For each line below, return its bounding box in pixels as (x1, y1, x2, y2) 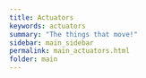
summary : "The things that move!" (9, 30, 139, 39)
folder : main (9, 55, 58, 64)
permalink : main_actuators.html (9, 47, 130, 56)
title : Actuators (9, 13, 74, 22)
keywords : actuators (9, 22, 87, 30)
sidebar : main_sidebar (9, 38, 94, 48)
